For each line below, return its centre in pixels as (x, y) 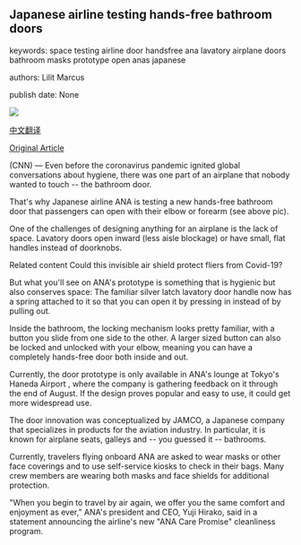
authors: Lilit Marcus (47, 77)
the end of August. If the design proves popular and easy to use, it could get (150, 393)
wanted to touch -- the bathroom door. (81, 184)
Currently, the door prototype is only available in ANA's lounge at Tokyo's (144, 374)
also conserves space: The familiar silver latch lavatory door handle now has (150, 291)
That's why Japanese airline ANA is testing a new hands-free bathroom (141, 202)
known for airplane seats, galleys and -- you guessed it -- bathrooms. (138, 439)
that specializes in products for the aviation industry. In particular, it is (138, 429)
